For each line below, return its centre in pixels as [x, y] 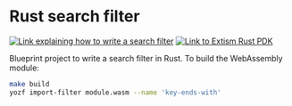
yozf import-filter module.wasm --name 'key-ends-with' [115, 92]
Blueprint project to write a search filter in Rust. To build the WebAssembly [146, 58]
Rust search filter [75, 16]
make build [29, 84]
